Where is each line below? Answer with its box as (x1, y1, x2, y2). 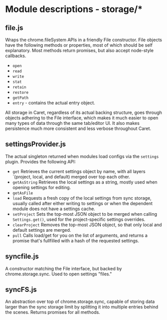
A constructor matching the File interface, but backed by (5, 265, 122, 271)
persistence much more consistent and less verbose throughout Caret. (5, 125, 151, 131)
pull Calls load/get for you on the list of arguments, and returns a (12, 232, 148, 238)
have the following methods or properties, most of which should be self (5, 42, 153, 48)
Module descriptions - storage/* (5, 4, 143, 15)
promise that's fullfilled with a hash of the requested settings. (12, 237, 139, 244)
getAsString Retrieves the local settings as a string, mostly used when (12, 179, 158, 185)
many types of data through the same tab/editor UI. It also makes (5, 120, 140, 126)
